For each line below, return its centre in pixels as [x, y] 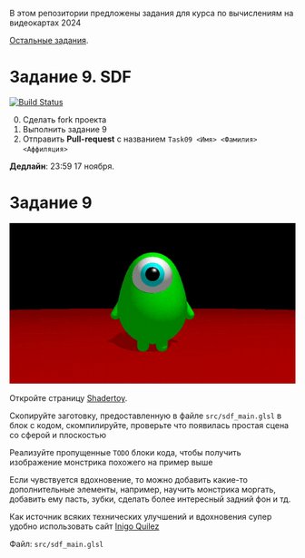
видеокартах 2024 [45, 23]
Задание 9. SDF [70, 77]
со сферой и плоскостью [58, 436]
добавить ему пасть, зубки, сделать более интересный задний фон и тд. [150, 499]
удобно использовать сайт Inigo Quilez [84, 526]
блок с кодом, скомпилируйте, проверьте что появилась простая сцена [149, 426]
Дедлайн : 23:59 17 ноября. [62, 166]
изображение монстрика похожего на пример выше [111, 463]
